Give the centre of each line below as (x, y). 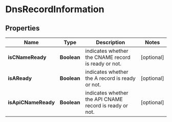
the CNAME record (108, 57)
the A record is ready (110, 78)
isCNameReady (27, 57)
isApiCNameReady (31, 102)
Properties (23, 28)
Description (111, 42)
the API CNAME (104, 99)
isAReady (20, 78)
